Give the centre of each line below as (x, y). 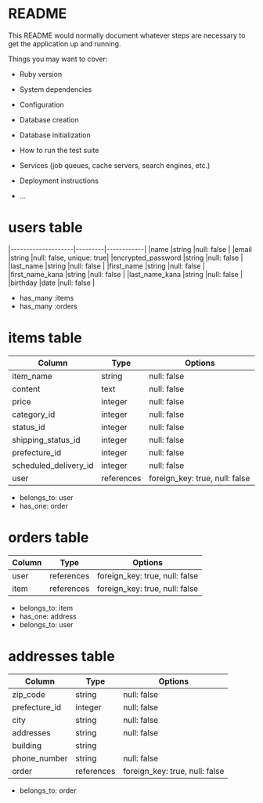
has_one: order (43, 506)
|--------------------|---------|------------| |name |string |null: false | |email (130, 249)
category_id (34, 414)
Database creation (49, 119)
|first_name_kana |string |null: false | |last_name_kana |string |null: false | (126, 274)
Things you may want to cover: (58, 59)
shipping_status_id (46, 440)
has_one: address (48, 616)
